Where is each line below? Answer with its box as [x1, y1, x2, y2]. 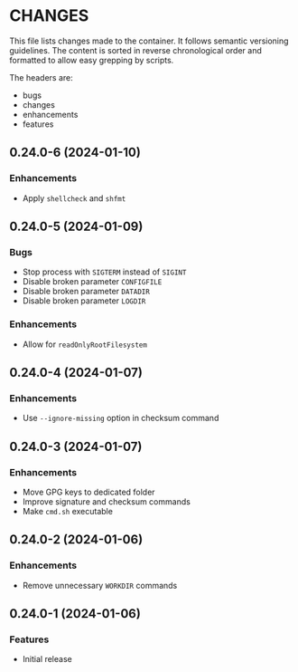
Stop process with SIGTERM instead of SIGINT [22, 266, 187, 277]
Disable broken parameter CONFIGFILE [22, 276, 163, 287]
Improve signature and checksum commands [22, 495, 191, 507]
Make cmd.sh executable [22, 505, 113, 516]
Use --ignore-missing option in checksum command [22, 413, 219, 424]
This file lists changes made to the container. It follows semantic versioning [9, 35, 289, 46]
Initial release [22, 654, 72, 665]
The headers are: [9, 72, 74, 82]
